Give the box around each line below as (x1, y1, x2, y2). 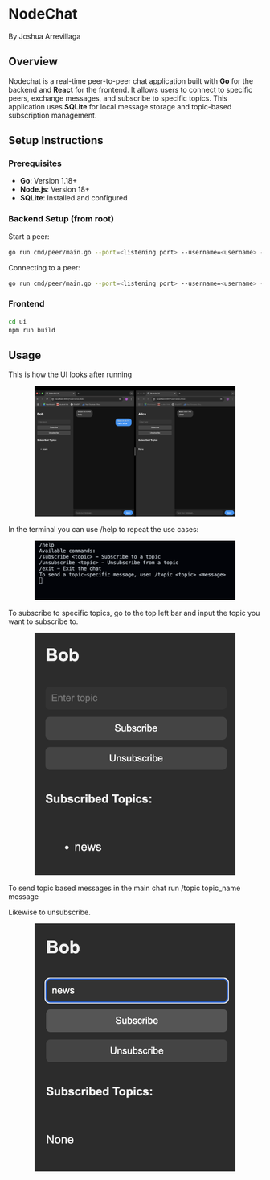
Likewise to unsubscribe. (8, 907, 91, 918)
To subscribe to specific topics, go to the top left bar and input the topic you (8, 609, 260, 617)
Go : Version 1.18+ (19, 176, 78, 186)
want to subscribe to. (8, 617, 79, 626)
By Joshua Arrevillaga (8, 31, 81, 41)
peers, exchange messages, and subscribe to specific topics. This (8, 93, 227, 103)
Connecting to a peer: (8, 262, 80, 272)
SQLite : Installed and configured (19, 193, 128, 203)
